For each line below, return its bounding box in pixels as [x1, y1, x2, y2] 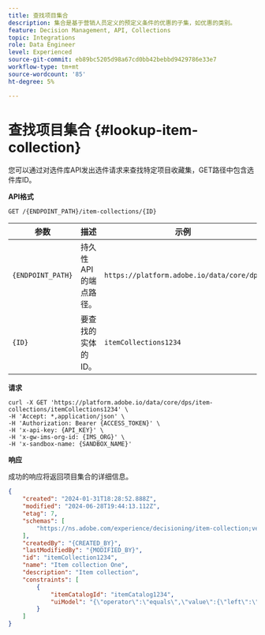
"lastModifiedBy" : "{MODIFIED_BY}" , [22, 547, 144, 554]
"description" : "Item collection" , [22, 569, 140, 577]
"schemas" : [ [22, 517, 65, 525]
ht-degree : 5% [8, 77, 55, 85]
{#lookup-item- [94, 121, 199, 139]
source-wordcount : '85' [8, 70, 87, 78]
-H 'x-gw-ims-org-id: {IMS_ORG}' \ [8, 434, 125, 441]
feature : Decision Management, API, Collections [8, 26, 171, 34]
